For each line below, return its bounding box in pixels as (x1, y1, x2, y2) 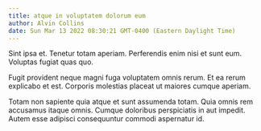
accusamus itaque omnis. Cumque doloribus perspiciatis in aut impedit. (8, 105, 246, 115)
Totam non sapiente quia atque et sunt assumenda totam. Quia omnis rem (8, 97, 254, 107)
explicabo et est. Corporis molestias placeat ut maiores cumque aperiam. (8, 81, 251, 91)
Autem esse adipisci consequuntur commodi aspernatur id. (8, 114, 205, 124)
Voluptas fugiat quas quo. (8, 57, 94, 67)
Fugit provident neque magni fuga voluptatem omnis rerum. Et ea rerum (8, 73, 246, 83)
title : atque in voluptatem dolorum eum (8, 11, 147, 20)
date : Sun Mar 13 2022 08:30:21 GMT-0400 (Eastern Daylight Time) (8, 27, 236, 35)
